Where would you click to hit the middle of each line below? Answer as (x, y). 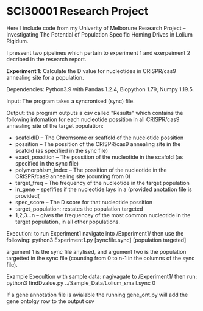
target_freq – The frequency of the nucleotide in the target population (102, 183)
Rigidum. (17, 41)
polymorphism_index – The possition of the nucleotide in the (91, 170)
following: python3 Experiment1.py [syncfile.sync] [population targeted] (96, 240)
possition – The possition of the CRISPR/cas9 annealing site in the (98, 144)
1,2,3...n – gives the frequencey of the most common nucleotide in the (103, 215)
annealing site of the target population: (55, 125)
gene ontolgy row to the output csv (50, 301)
